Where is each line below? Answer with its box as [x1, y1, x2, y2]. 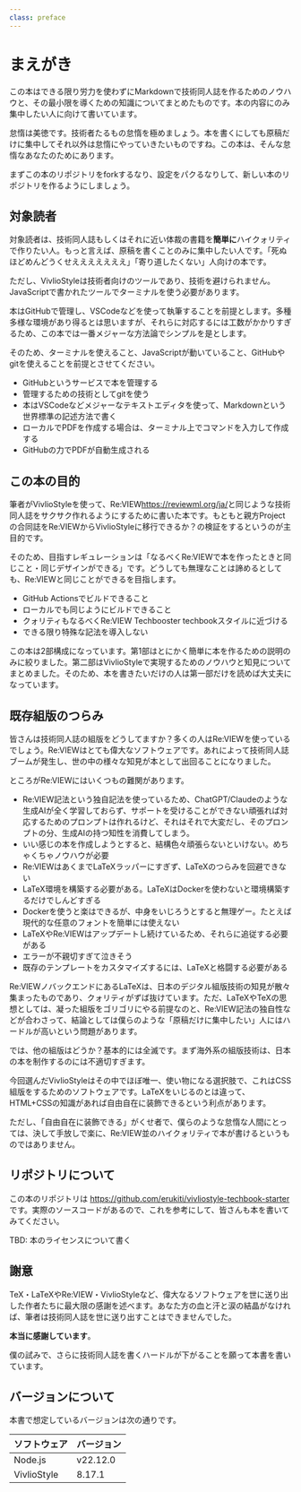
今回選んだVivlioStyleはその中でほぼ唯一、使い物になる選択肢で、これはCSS [9, 1075, 292, 1085]
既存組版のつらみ [9, 708, 104, 723]
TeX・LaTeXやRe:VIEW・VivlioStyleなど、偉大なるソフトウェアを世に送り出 [9, 1289, 288, 1299]
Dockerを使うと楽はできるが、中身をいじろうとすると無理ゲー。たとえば [21, 906, 292, 917]
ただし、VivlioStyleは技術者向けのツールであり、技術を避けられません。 [9, 275, 276, 287]
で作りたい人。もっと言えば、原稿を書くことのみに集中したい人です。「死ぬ [9, 246, 288, 256]
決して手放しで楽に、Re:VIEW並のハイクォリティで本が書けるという [32, 1128, 282, 1138]
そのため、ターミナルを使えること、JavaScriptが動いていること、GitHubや [9, 347, 285, 358]
